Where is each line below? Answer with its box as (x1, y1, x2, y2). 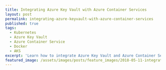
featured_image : (5, 58, 39, 63)
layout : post (5, 12, 32, 17)
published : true (5, 21, 39, 26)
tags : (5, 26, 16, 31)
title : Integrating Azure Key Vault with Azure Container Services (5, 7, 147, 12)
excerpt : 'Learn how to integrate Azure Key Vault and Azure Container (5, 53, 156, 58)
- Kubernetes (9, 30, 37, 35)
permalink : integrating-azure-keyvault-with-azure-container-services (5, 16, 154, 21)
